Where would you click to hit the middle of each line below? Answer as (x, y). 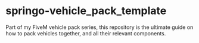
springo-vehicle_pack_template (86, 11)
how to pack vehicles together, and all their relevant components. (86, 33)
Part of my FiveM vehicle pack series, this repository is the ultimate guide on (99, 27)
